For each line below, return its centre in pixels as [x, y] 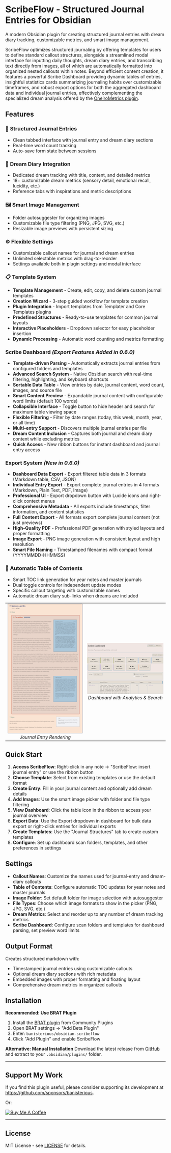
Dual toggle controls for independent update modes [67, 585]
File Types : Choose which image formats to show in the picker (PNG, [85, 903]
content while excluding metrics [46, 439]
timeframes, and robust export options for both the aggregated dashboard [83, 87]
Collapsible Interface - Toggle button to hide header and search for [84, 406]
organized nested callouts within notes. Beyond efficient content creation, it [84, 71]
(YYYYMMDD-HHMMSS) [39, 555]
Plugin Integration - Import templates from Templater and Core [79, 306]
